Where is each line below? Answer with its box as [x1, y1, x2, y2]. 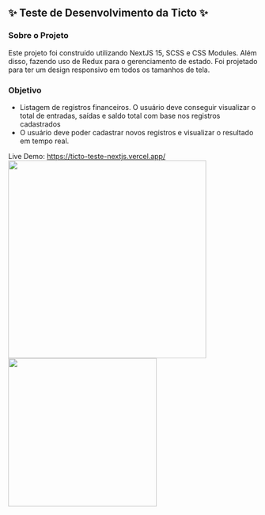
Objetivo [8, 85, 42, 96]
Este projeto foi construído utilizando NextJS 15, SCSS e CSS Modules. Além [8, 47, 257, 58]
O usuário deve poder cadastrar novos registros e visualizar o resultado [19, 127, 254, 137]
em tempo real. [19, 136, 70, 146]
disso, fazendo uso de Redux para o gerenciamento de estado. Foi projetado [8, 56, 258, 66]
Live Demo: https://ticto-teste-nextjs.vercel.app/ [8, 151, 166, 161]
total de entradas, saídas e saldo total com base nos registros [19, 111, 221, 120]
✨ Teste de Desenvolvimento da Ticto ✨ [8, 6, 208, 20]
